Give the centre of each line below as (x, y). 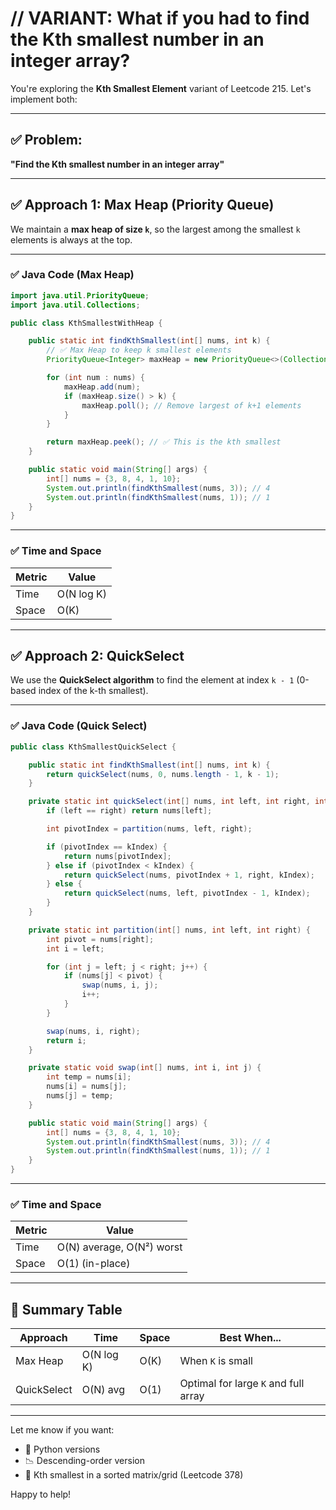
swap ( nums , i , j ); (120, 985)
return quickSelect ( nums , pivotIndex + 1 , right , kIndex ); (189, 875)
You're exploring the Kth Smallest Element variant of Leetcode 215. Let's (161, 88)
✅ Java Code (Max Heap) (72, 275)
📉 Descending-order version (84, 1461)
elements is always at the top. (71, 239)
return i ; (66, 1040)
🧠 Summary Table (66, 1309)
